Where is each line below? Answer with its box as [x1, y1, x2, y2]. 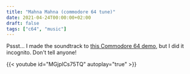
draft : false [6, 20, 40, 26]
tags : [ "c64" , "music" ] [6, 25, 67, 32]
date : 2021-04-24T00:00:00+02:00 [6, 15, 91, 21]
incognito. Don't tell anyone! [6, 49, 77, 56]
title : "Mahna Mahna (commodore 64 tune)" [6, 8, 116, 15]
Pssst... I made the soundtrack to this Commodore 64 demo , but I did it [6, 42, 185, 50]
